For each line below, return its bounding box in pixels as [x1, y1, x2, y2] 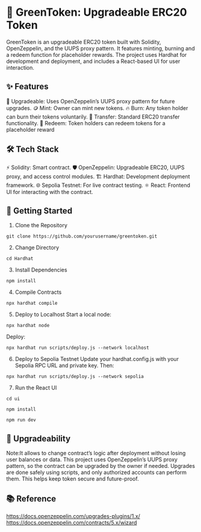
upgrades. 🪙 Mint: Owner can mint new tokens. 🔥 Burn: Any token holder [6, 104, 188, 111]
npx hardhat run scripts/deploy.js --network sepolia [6, 374, 144, 380]
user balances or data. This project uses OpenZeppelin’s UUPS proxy [6, 456, 178, 463]
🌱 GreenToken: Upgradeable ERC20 [6, 5, 188, 19]
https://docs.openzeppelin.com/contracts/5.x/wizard [6, 519, 137, 526]
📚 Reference [6, 493, 56, 504]
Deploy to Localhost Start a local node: [14, 311, 111, 318]
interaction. [6, 63, 35, 71]
